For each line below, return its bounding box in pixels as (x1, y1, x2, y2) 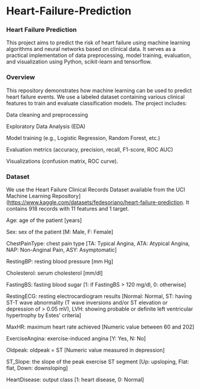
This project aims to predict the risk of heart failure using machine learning (6, 39, 190, 46)
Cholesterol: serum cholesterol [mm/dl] (6, 269, 103, 276)
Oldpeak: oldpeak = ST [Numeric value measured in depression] (6, 347, 165, 354)
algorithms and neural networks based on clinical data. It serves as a (6, 45, 176, 53)
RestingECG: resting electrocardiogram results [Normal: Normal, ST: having (6, 293, 192, 300)
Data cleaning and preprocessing (6, 111, 89, 118)
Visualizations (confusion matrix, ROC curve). (6, 157, 119, 165)
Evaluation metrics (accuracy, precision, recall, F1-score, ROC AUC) (6, 145, 174, 153)
